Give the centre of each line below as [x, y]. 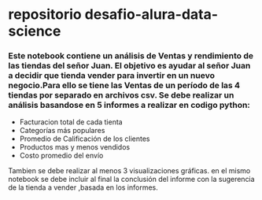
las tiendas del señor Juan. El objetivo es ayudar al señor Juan [129, 66]
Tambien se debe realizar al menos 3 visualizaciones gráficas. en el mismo [129, 171]
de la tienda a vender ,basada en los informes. [83, 187]
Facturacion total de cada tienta [71, 122]
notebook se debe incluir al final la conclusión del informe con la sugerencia [131, 180]
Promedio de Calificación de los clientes [85, 139]
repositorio [45, 15]
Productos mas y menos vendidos [75, 147]
